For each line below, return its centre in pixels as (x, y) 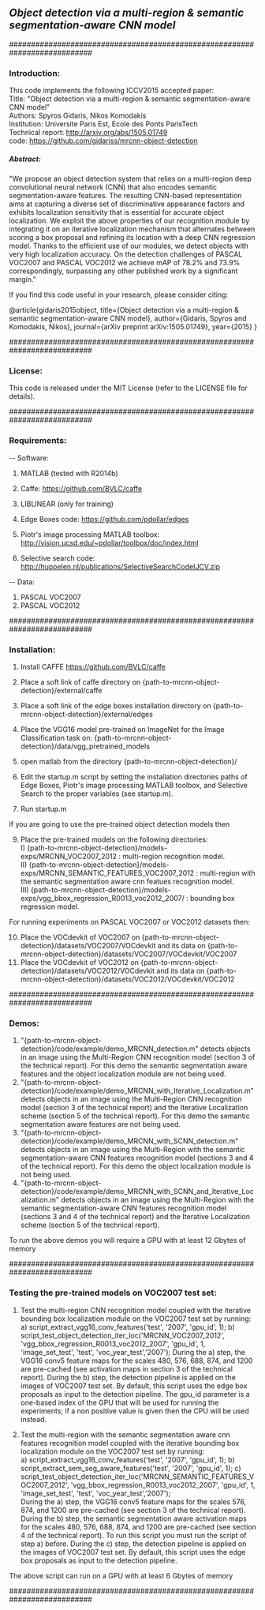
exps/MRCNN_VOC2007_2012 (69, 856)
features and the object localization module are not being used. (123, 1074)
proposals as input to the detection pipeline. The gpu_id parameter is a (135, 1394)
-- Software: (29, 458)
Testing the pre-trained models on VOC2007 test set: (113, 1293)
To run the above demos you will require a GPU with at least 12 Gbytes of (127, 1240)
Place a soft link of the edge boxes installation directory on (116, 705)
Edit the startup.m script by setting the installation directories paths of (134, 776)
